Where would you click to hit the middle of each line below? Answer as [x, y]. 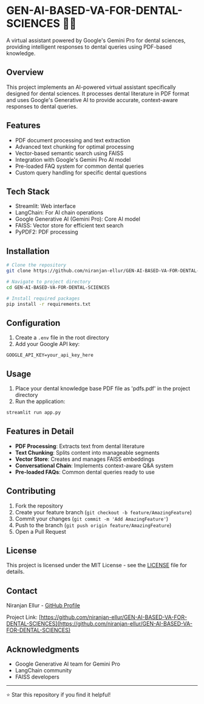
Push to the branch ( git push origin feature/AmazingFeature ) [93, 525]
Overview [25, 73]
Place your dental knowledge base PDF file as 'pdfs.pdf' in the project [103, 388]
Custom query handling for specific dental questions [81, 172]
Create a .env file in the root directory [62, 337]
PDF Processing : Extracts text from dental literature [80, 446]
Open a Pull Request [41, 531]
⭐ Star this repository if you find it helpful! [59, 695]
